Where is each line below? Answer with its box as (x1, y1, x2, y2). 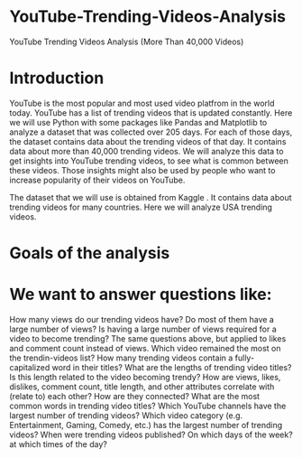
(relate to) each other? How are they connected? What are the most (9, 391, 260, 401)
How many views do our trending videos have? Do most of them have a (9, 314, 275, 324)
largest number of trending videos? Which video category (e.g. (9, 410, 243, 421)
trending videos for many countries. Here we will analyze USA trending (9, 201, 273, 212)
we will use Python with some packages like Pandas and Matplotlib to (9, 117, 268, 127)
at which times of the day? (9, 439, 108, 449)
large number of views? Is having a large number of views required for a (9, 323, 277, 334)
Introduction (9, 68, 105, 89)
